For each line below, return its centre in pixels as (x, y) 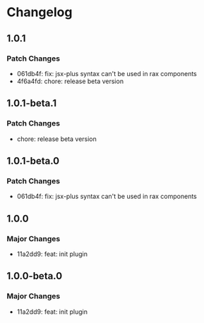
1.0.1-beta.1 (32, 103)
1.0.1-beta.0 (33, 160)
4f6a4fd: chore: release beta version (70, 81)
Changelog (40, 12)
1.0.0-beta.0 (35, 276)
